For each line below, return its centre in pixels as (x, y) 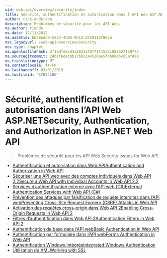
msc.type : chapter (24, 47)
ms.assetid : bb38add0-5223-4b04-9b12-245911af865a (59, 38)
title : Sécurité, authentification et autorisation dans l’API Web (77, 14)
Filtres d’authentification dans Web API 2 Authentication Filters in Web (83, 218)
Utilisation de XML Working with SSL (49, 250)
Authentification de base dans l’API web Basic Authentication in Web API (86, 229)
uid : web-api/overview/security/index (45, 10)
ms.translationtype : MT (30, 61)
